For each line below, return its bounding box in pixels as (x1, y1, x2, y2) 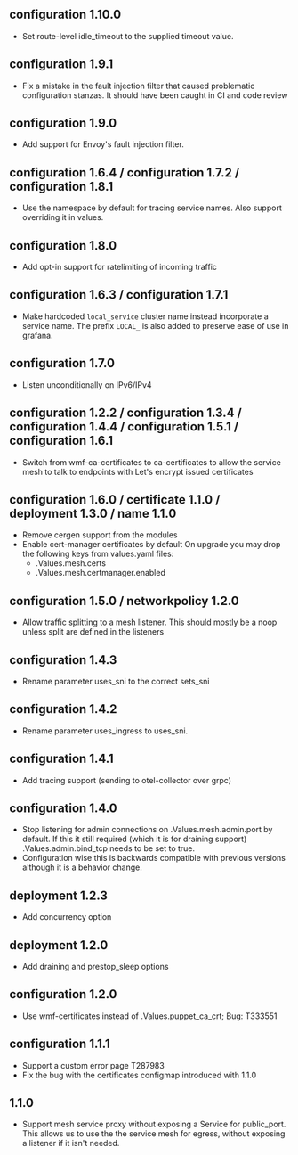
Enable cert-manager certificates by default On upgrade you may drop (21, 539, 281, 550)
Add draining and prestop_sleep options (21, 962, 169, 971)
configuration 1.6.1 (9, 433, 114, 448)
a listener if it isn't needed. (21, 1138, 120, 1149)
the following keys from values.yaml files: (21, 548, 174, 560)
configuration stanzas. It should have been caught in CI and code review (21, 89, 288, 101)
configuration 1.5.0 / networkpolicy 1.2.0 (9, 593, 239, 609)
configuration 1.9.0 (9, 116, 117, 131)
